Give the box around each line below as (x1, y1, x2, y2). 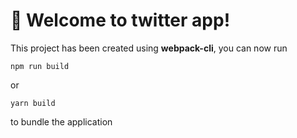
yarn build (10, 98, 56, 108)
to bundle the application (10, 115, 113, 128)
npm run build (10, 61, 70, 71)
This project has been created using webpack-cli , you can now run (10, 42, 288, 54)
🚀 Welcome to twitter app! (10, 9, 231, 32)
